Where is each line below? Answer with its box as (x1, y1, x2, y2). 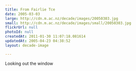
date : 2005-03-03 (5, 12, 40, 16)
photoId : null (5, 29, 34, 34)
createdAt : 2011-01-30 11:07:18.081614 (5, 34, 86, 39)
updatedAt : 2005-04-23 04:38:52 (5, 39, 70, 43)
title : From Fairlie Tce (5, 7, 55, 12)
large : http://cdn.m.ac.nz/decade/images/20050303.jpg (5, 16, 119, 21)
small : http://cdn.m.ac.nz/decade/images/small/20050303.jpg (5, 20, 132, 26)
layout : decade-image (5, 43, 49, 48)
